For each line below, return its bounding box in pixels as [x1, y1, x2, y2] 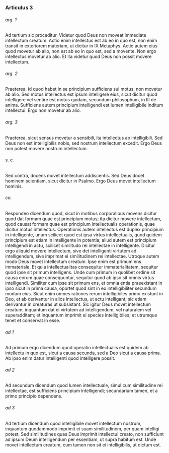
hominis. [5, 183, 23, 189]
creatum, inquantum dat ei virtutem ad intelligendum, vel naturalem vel [5, 306, 151, 312]
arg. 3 [5, 119, 18, 125]
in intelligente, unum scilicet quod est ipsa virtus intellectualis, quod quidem [5, 231, 162, 238]
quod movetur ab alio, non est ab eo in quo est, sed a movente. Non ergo [5, 48, 157, 54]
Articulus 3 [5, 4, 33, 11]
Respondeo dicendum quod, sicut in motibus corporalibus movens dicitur [5, 210, 157, 216]
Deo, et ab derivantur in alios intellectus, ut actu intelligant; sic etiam [5, 296, 147, 302]
